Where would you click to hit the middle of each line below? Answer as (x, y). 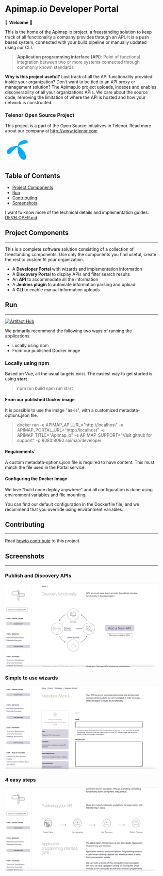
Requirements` (20, 451)
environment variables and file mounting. (46, 495)
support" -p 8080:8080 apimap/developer (59, 440)
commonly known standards (45, 67)
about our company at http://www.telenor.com (51, 131)
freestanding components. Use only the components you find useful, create (81, 254)
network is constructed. (29, 102)
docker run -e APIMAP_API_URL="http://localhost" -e (70, 425)
